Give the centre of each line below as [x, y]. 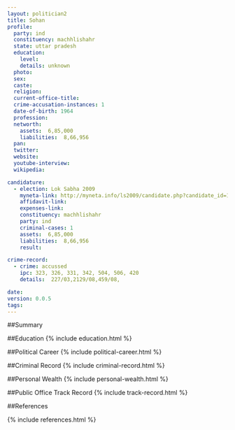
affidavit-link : [44, 202]
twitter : [26, 150]
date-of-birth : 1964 [43, 111]
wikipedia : [29, 170]
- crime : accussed [41, 266]
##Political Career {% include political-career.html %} [85, 352]
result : [31, 248]
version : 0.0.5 [29, 299]
